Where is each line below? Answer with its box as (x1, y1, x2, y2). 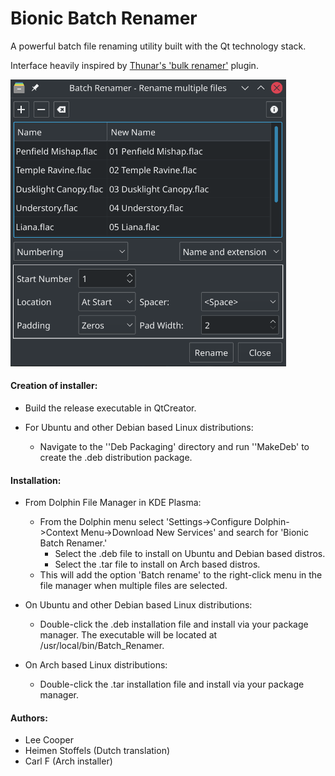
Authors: (10, 712, 48, 724)
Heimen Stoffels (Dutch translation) (24, 745, 171, 757)
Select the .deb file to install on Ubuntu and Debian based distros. (54, 548, 326, 560)
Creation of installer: (10, 380, 98, 392)
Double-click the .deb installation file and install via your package (39, 618, 309, 631)
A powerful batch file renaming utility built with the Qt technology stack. (10, 40, 307, 52)
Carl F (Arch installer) (24, 755, 113, 767)
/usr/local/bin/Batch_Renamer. (39, 640, 165, 652)
